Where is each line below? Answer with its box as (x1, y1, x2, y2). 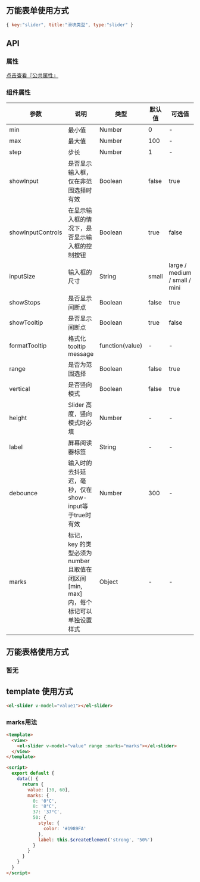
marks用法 (6, 718, 37, 726)
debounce (9, 489, 37, 497)
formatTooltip (9, 341, 47, 350)
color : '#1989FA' (43, 825, 86, 831)
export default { (11, 771, 55, 777)
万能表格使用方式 (6, 647, 69, 657)
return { (21, 781, 44, 787)
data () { (17, 776, 39, 782)
